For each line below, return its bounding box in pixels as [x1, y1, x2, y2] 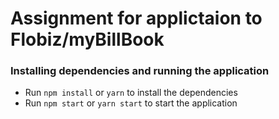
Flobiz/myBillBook [10, 28, 165, 51]
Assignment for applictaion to [10, 7, 263, 30]
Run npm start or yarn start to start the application [24, 97, 238, 109]
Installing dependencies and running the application [10, 64, 270, 78]
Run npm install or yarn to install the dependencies [24, 87, 238, 99]
